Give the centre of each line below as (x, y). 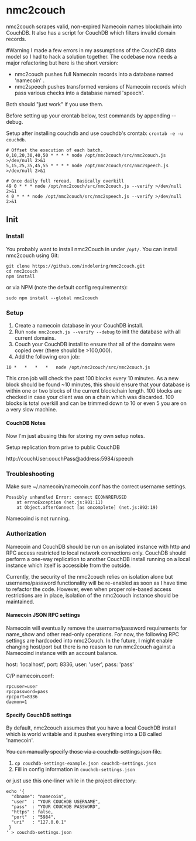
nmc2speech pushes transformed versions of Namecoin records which (100, 86)
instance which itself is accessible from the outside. (68, 565)
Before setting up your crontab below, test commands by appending (88, 116)
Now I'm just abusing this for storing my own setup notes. (75, 436)
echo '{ (16, 792)
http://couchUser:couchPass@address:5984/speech (70, 459)
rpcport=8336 (22, 697)
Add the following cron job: (47, 356)
